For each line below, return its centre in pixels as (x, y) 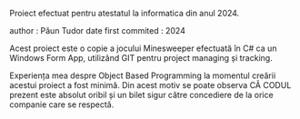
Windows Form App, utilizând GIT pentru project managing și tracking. (141, 58)
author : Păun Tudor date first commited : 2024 (98, 30)
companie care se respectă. (62, 104)
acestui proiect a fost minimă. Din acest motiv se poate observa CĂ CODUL (150, 85)
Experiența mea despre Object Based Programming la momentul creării (143, 75)
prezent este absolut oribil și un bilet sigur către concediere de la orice (142, 95)
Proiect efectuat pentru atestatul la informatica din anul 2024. (125, 13)
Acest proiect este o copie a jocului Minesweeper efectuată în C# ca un (143, 48)
